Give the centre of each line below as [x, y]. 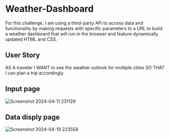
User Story [23, 55]
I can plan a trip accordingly [35, 73]
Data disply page [32, 117]
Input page [23, 89]
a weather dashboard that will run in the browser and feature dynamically [82, 34]
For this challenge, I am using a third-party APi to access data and [74, 23]
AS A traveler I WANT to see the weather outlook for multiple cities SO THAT [85, 67]
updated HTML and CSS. [31, 39]
